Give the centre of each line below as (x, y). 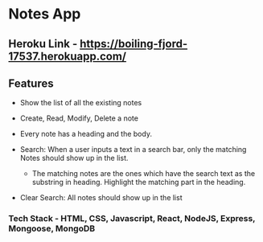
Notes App (45, 14)
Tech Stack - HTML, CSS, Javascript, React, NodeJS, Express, (132, 219)
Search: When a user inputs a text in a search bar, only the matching (133, 150)
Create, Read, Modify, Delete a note (79, 118)
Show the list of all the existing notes (81, 103)
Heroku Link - (43, 44)
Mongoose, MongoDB (52, 228)
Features (31, 83)
